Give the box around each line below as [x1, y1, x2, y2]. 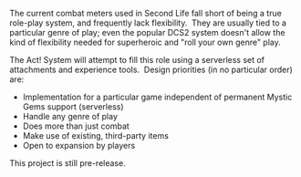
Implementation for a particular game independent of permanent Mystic [22, 91, 293, 102]
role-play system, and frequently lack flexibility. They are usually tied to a [9, 17, 287, 28]
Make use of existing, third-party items [22, 130, 169, 141]
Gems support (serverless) [22, 101, 125, 112]
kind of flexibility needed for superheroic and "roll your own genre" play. [9, 36, 281, 47]
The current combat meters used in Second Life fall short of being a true [9, 8, 283, 18]
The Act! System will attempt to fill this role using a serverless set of [9, 55, 265, 65]
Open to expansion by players [22, 141, 136, 151]
